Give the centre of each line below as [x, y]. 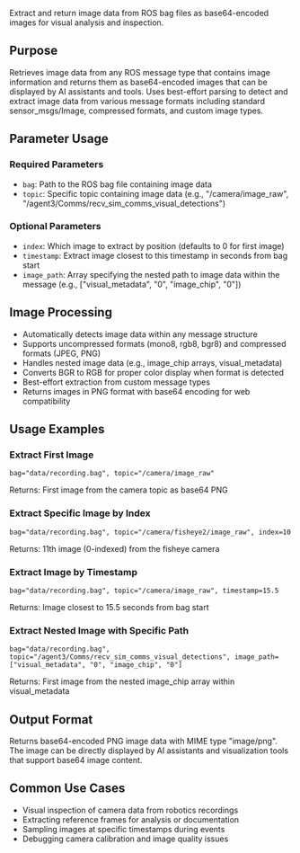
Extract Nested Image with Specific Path [99, 630]
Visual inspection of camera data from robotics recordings [130, 810]
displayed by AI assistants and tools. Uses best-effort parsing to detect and [149, 91]
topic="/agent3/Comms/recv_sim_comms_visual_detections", [120, 657]
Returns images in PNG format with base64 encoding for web [136, 391]
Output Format [51, 720]
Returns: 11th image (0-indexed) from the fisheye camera [115, 548]
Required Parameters [57, 164]
